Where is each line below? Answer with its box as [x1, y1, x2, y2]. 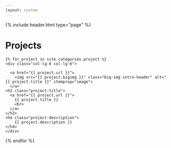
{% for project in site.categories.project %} [5, 57, 107, 62]
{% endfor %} [5, 137, 35, 144]
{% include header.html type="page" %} [5, 22, 91, 28]
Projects [5, 40, 42, 51]
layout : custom [5, 7, 38, 13]
